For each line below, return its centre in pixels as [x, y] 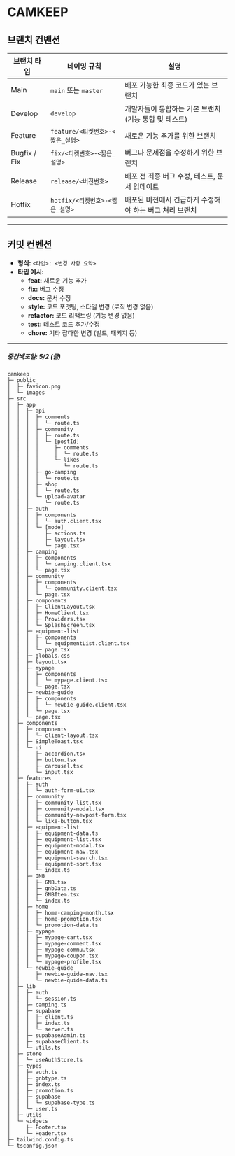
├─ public [22, 380]
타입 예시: [30, 272]
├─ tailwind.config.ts [40, 1139]
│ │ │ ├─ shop [33, 484]
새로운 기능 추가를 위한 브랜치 [171, 136]
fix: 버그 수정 [46, 289]
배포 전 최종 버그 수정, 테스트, [170, 176]
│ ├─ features [29, 778]
